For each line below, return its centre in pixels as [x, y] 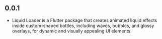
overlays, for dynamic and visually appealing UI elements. [72, 31]
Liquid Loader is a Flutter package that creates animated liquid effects [84, 20]
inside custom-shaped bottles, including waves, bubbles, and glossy [83, 25]
